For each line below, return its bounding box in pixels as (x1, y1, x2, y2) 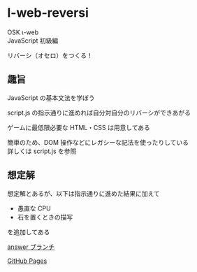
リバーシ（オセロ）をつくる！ (7, 51, 93, 59)
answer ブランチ (7, 243, 55, 251)
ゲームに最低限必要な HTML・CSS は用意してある (7, 123, 150, 131)
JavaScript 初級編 (7, 36, 59, 45)
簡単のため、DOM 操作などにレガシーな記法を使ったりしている (7, 138, 189, 146)
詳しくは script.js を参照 (7, 147, 77, 155)
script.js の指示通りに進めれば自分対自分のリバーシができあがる (7, 108, 191, 117)
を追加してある (7, 227, 50, 236)
